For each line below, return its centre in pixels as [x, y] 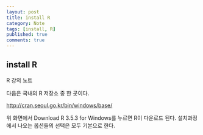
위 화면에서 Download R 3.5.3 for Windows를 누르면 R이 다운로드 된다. [91, 118]
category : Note [26, 23]
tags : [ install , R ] [31, 29]
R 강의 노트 [20, 80]
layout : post [23, 12]
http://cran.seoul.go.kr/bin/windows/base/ [59, 105]
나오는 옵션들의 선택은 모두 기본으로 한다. [66, 125]
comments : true [26, 40]
